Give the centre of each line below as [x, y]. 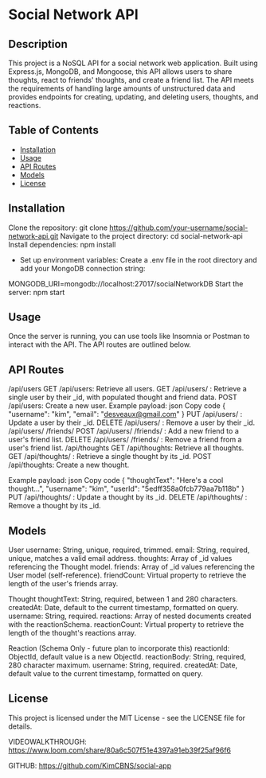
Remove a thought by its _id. [55, 506]
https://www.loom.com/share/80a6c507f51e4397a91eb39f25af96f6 [119, 750]
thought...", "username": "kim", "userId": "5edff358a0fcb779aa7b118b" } [127, 489]
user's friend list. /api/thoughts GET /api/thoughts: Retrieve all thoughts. [126, 448]
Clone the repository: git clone [58, 228]
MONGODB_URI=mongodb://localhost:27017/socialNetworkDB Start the [126, 283]
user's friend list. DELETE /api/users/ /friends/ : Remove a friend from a [125, 440]
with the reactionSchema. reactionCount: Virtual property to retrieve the [126, 624]
